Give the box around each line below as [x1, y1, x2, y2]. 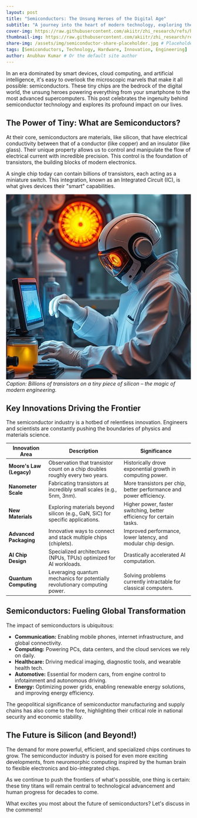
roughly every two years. [48, 472, 108, 479]
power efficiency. [123, 492, 166, 499]
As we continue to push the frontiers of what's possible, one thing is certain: [6, 776, 191, 783]
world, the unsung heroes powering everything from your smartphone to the [6, 88, 191, 95]
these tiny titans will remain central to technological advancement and [6, 782, 175, 789]
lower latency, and [123, 534, 168, 541]
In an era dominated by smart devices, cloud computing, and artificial [6, 69, 174, 76]
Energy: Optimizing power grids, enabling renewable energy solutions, [14, 683, 186, 690]
